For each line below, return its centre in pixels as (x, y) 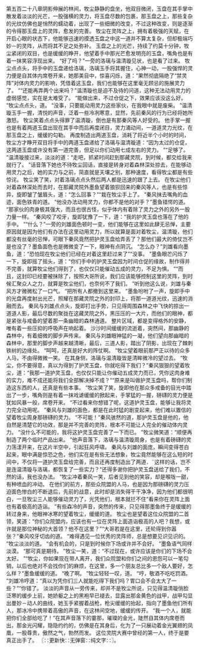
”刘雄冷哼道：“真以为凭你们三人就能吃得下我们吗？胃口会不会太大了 (89, 581)
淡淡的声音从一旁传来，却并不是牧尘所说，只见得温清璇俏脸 (116, 588)
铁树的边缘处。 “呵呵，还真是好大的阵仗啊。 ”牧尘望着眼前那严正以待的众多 (98, 350)
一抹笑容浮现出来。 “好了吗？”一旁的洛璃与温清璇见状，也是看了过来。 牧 (101, 61)
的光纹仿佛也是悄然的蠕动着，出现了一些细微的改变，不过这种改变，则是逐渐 (99, 23)
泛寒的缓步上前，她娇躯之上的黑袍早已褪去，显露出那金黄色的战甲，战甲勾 (97, 596)
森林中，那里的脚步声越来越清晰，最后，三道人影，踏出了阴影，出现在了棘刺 (99, 343)
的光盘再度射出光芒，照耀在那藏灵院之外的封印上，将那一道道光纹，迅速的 (97, 298)
